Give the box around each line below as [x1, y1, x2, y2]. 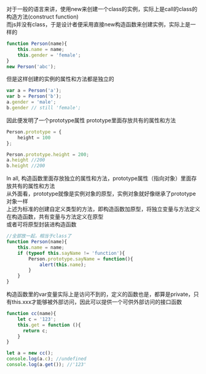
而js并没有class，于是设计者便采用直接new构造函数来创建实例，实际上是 [6, 21, 191, 28]
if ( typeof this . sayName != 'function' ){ [17, 250, 125, 256]
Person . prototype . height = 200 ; [6, 151, 89, 158]
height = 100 [17, 134, 51, 141]
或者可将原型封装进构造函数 [6, 220, 77, 228]
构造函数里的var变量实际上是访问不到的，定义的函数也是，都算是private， [6, 290, 194, 298]
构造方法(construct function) [6, 13, 79, 20]
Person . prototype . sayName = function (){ [28, 255, 133, 262]
